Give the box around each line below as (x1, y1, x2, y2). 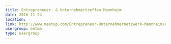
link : (5, 21, 17, 27)
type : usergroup (5, 31, 40, 36)
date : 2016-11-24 (5, 12, 42, 17)
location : (5, 17, 26, 22)
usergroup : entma (5, 26, 42, 31)
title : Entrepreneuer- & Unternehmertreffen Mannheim (5, 7, 122, 13)
